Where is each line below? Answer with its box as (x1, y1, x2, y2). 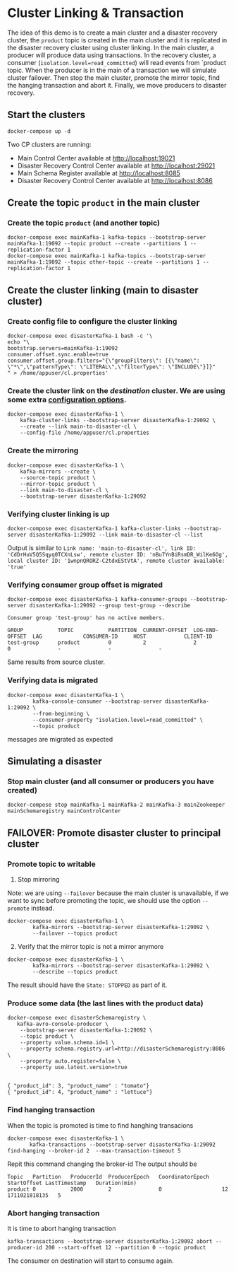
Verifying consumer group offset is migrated (7, 580, 163, 590)
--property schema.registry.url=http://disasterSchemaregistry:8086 (20, 1045, 225, 1053)
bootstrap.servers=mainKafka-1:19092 (7, 345, 118, 352)
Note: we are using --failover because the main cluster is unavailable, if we (7, 889, 229, 897)
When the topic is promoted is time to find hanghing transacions (7, 1121, 194, 1129)
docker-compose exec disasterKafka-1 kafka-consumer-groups (7, 596, 188, 603)
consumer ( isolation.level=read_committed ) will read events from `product (7, 58, 227, 66)
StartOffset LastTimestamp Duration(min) (7, 1179, 137, 1186)
